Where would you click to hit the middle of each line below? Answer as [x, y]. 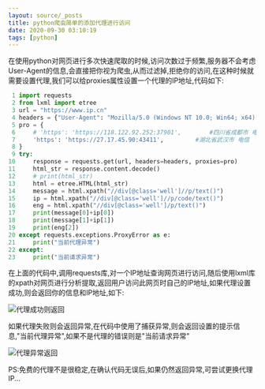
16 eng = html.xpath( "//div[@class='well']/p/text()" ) [107, 206]
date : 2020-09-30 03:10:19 [52, 30]
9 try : [22, 155]
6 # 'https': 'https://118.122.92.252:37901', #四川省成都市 [130, 132]
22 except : [26, 249]
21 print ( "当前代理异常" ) [54, 242]
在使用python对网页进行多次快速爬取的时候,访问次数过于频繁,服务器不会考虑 [132, 61]
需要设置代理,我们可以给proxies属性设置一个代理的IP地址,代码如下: [116, 80]
